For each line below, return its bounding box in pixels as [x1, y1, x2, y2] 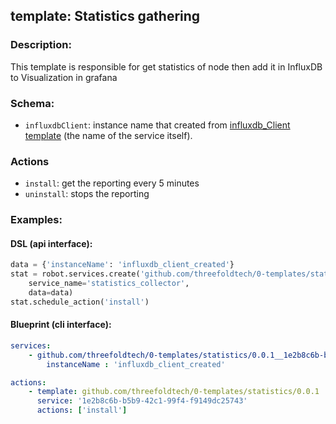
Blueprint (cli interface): [10, 319, 112, 331]
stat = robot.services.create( [10, 269, 141, 279]
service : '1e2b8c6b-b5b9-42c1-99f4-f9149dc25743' [36, 396, 248, 406]
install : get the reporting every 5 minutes [24, 177, 200, 189]
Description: [10, 38, 72, 52]
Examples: [10, 213, 63, 227]
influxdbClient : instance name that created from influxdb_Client [24, 119, 291, 131]
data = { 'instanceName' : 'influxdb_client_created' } [10, 260, 235, 270]
